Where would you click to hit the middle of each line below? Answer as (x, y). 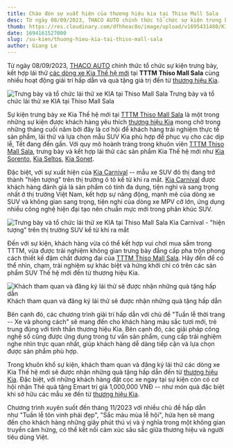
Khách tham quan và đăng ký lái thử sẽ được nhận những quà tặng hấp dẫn (114, 301)
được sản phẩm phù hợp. (43, 351)
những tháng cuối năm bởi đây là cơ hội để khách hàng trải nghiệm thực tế (113, 129)
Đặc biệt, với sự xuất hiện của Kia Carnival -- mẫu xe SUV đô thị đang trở (111, 172)
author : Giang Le (32, 46)
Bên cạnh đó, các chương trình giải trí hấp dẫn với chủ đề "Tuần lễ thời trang (116, 314)
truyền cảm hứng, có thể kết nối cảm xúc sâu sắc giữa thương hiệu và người (115, 430)
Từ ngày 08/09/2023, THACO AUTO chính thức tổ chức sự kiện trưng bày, (113, 66)
